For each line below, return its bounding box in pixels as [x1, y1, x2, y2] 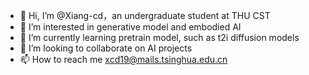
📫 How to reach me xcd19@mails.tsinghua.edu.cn [19, 54, 228, 65]
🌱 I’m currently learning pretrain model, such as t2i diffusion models [19, 32, 300, 43]
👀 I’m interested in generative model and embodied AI [19, 21, 242, 33]
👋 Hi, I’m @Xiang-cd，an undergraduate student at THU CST [19, 10, 271, 21]
